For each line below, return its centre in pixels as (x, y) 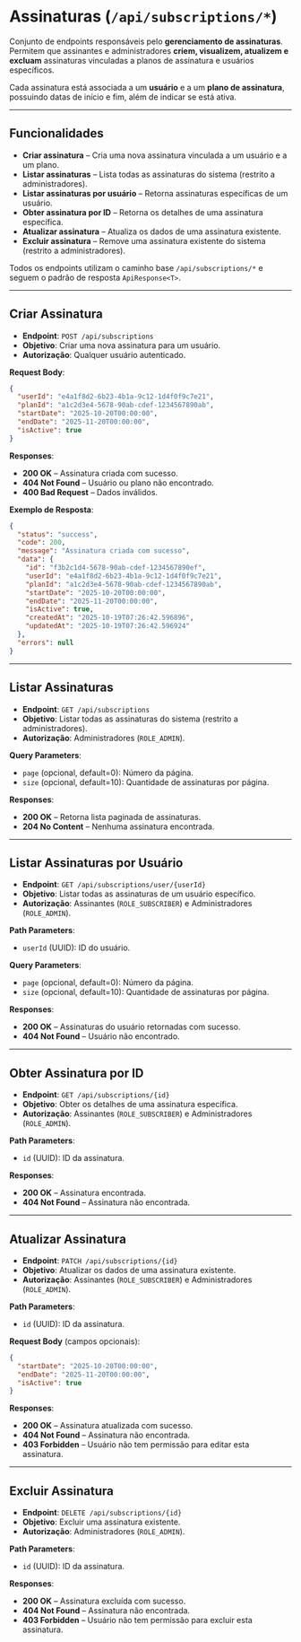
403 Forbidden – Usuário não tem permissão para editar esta (136, 1445)
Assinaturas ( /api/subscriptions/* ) (143, 17)
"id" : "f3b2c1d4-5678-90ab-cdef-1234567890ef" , (116, 568)
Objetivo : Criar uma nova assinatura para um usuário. (121, 345)
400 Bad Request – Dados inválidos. (90, 492)
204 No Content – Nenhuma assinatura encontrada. (118, 826)
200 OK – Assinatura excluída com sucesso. (104, 1601)
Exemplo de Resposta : (52, 510)
